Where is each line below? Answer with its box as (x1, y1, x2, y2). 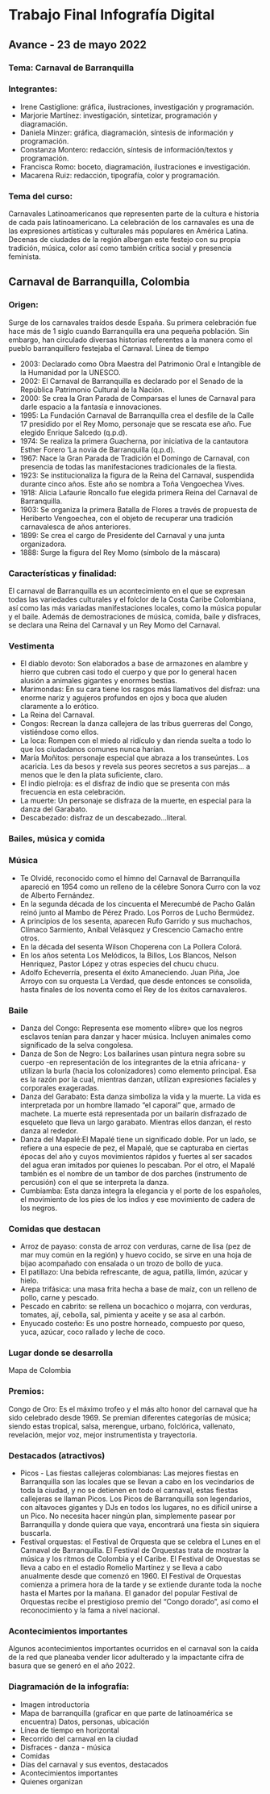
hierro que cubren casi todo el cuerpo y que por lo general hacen (19, 667, 238, 677)
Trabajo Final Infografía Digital (8, 6, 215, 24)
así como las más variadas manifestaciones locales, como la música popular (8, 603, 262, 613)
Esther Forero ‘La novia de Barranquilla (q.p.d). (19, 444, 176, 454)
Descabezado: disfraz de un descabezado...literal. (19, 813, 188, 823)
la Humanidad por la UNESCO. (19, 367, 121, 377)
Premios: (8, 1386, 44, 1397)
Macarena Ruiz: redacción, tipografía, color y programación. (19, 170, 220, 180)
